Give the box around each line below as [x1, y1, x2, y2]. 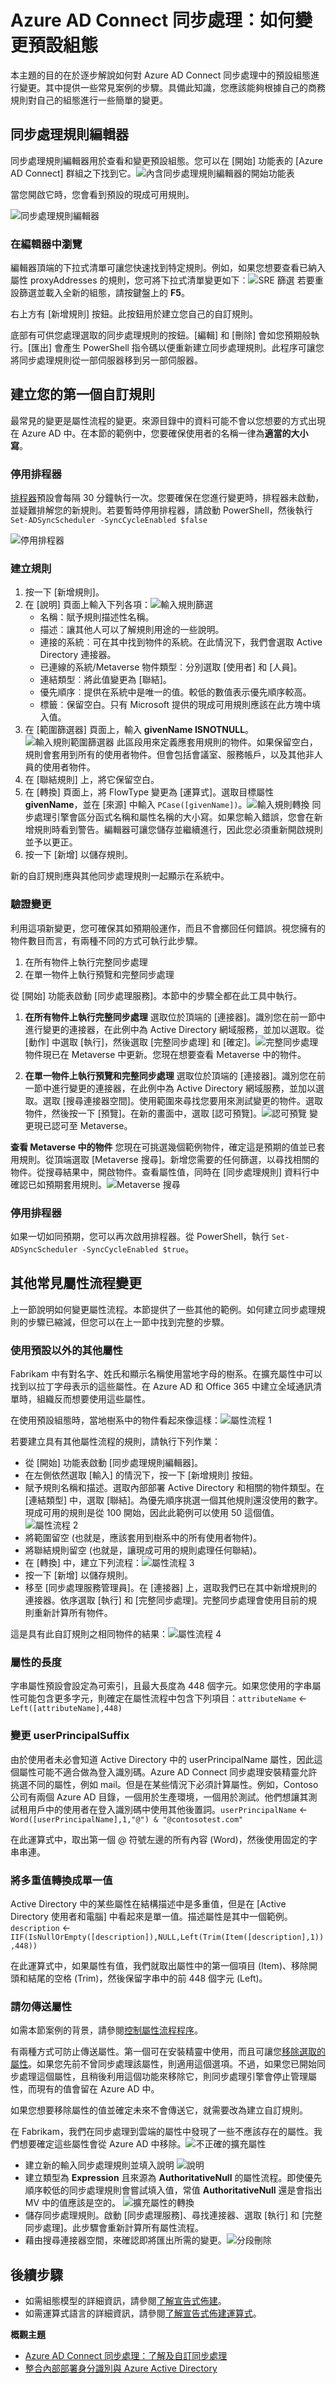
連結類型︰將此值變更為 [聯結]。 [39, 674, 172, 686]
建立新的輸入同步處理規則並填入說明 [24, 2159, 175, 2171]
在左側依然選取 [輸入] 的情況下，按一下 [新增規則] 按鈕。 [24, 1469, 258, 1481]
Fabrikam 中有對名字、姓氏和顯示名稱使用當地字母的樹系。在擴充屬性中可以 [10, 1368, 323, 1380]
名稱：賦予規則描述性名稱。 [39, 611, 155, 623]
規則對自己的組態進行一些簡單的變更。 [10, 94, 168, 106]
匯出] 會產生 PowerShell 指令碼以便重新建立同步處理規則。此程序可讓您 [31, 342, 325, 354]
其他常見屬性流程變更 [10, 1275, 142, 1292]
